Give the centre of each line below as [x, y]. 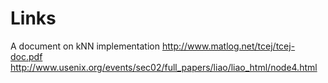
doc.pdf [26, 56]
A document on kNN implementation [85, 46]
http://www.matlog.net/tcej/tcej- [228, 46]
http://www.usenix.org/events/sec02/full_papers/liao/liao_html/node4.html [164, 67]
